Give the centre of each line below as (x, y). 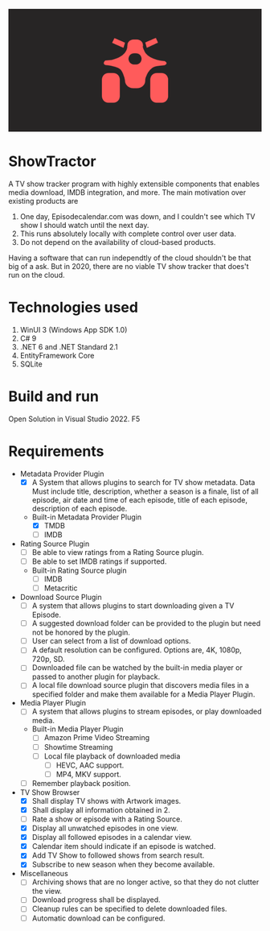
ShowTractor (52, 161)
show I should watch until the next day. (84, 225)
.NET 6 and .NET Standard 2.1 (69, 346)
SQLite (31, 364)
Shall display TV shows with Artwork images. (106, 801)
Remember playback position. (81, 783)
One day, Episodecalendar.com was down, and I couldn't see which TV (137, 216)
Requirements (56, 451)
